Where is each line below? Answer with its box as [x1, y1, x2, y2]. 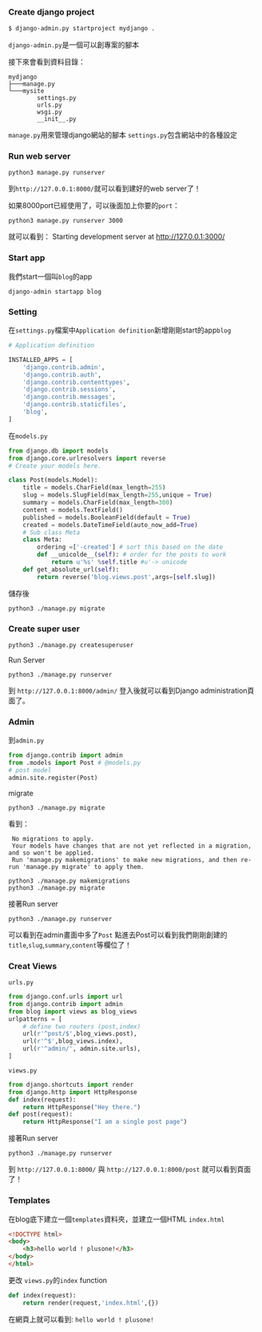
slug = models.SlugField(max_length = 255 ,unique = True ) [22, 491, 213, 499]
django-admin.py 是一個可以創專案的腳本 [8, 40, 140, 50]
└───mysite [8, 87, 45, 95]
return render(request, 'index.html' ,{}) [22, 1298, 159, 1307]
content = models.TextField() [22, 505, 124, 514]
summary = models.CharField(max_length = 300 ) [22, 499, 173, 507]
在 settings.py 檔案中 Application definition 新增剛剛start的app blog [8, 325, 232, 335]
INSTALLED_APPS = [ [8, 356, 73, 364]
